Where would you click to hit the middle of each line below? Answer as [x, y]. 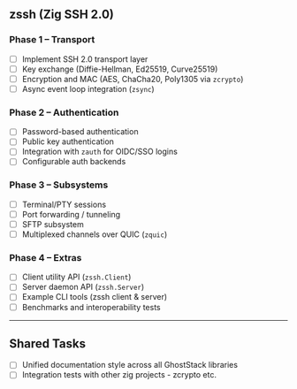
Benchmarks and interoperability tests [91, 307]
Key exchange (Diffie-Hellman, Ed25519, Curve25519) [120, 69]
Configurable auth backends [74, 162]
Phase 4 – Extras [46, 257]
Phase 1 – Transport [52, 40]
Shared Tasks [48, 343]
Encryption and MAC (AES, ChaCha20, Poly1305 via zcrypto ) [133, 79]
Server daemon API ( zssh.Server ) [83, 287]
